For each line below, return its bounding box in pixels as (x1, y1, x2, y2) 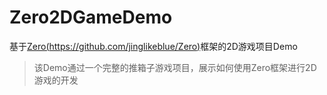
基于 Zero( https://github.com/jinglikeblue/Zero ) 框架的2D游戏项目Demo (9, 40, 298, 52)
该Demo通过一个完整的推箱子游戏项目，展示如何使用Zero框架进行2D (33, 61, 317, 73)
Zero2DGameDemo (9, 6, 173, 29)
